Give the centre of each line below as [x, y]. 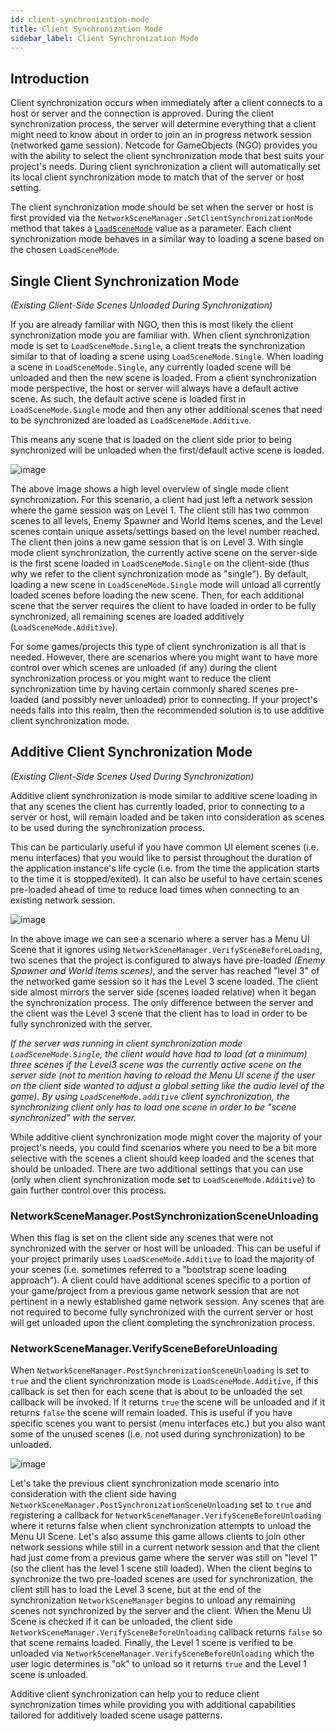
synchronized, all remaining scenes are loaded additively [127, 616]
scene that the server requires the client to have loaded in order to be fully [163, 605]
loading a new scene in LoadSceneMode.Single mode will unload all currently [166, 584]
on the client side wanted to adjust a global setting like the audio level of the [167, 1085]
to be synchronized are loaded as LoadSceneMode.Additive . [131, 420]
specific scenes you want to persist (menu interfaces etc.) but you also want [168, 1423]
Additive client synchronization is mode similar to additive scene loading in [164, 795]
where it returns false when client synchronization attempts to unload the [161, 1526]
